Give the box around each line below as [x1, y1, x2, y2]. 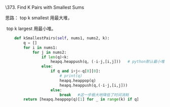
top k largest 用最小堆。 [6, 25, 56, 31]
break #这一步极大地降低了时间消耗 [59, 92, 129, 97]
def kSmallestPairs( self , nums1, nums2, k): [14, 35, 110, 41]
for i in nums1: [23, 45, 58, 50]
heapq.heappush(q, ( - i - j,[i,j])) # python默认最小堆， [50, 59, 168, 64]
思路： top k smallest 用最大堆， [5, 15, 72, 21]
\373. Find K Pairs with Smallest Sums [5, 5, 84, 10]
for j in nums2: [32, 50, 67, 55]
